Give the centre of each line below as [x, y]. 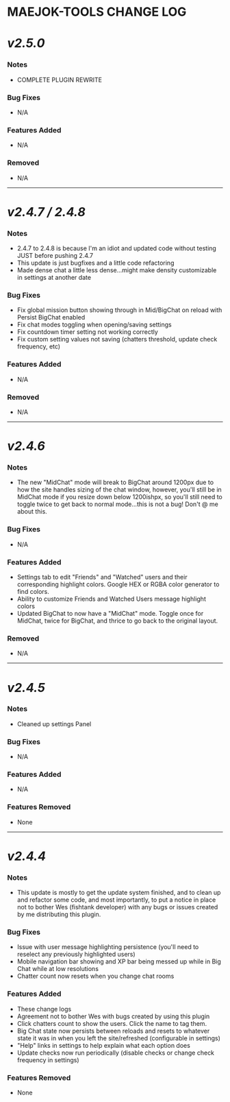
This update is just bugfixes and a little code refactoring [95, 263]
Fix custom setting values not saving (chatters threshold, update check [117, 339]
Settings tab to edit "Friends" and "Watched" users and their [102, 577]
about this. [32, 512]
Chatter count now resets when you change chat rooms [95, 976]
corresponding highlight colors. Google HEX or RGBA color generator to [118, 584]
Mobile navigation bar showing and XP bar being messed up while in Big [119, 961]
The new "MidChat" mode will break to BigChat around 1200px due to [115, 482]
